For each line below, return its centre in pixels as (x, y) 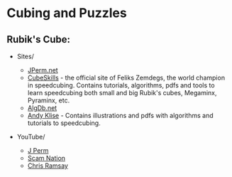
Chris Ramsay (48, 166)
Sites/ (26, 56)
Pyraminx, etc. (49, 100)
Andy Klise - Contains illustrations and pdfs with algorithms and (120, 116)
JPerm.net (43, 70)
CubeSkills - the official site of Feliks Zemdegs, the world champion (126, 77)
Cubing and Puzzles (67, 13)
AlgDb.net (42, 108)
